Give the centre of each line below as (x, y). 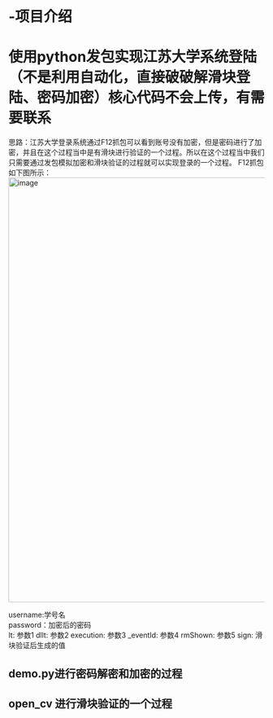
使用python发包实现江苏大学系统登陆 (133, 57)
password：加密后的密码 (50, 625)
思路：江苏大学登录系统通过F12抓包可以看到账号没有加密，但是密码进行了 (132, 142)
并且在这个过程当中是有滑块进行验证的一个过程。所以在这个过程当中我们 (143, 152)
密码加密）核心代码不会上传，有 (144, 98)
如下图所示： (30, 173)
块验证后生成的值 (37, 646)
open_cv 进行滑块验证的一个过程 (91, 704)
